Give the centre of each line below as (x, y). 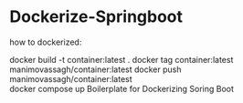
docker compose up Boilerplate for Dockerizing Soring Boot (122, 88)
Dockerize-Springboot (96, 17)
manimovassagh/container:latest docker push (95, 69)
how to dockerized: (46, 42)
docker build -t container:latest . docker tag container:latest (121, 59)
